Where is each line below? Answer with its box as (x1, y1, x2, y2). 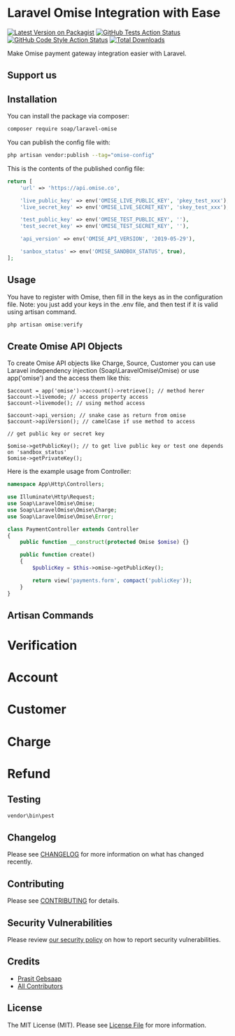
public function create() (20, 552, 96, 559)
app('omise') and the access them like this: (7, 374, 131, 383)
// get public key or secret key (7, 430, 105, 437)
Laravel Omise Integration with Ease (7, 5, 221, 21)
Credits (7, 955, 41, 968)
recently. (7, 857, 33, 866)
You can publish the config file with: (7, 138, 111, 146)
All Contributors (17, 981, 63, 990)
